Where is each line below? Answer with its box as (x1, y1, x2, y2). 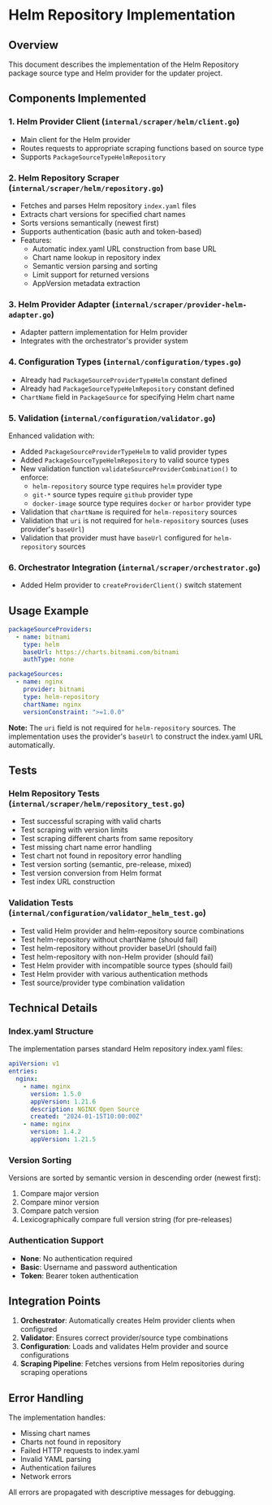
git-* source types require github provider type (32, 489, 193, 499)
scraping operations (19, 1368, 88, 1377)
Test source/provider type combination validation (19, 978, 185, 987)
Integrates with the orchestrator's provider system (19, 336, 188, 346)
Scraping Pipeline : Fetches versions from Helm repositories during (19, 1359, 245, 1368)
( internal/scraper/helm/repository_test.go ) (8, 798, 185, 809)
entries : (8, 1067, 38, 1076)
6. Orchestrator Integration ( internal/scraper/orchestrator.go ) (8, 562, 261, 573)
